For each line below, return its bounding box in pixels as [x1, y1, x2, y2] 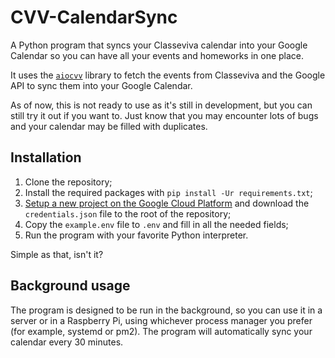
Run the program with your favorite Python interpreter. [24, 229, 249, 241]
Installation [10, 149, 82, 166]
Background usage [10, 277, 131, 295]
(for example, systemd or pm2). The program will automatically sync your [10, 325, 313, 337]
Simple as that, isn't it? [10, 248, 104, 260]
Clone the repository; [24, 176, 113, 188]
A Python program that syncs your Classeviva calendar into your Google [10, 39, 308, 51]
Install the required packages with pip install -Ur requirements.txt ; [24, 186, 313, 198]
